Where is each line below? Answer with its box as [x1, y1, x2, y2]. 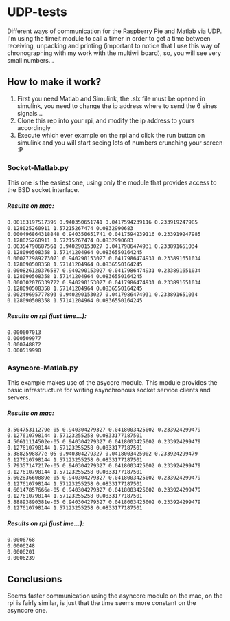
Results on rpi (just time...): [7, 311, 87, 320]
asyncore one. [7, 607, 48, 615]
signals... [16, 109, 43, 117]
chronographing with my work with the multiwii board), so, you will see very [7, 49, 222, 57]
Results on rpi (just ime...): [7, 519, 84, 527]
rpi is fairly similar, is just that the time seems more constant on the [7, 599, 197, 607]
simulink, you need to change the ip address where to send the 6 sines [16, 101, 218, 110]
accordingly [16, 123, 51, 131]
